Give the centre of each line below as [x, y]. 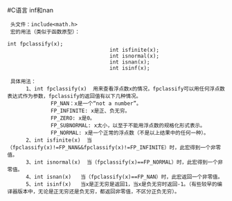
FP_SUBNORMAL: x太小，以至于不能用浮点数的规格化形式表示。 [128, 126]
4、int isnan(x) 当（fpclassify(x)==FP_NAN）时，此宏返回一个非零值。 [124, 177]
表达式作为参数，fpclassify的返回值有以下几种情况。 [74, 96]
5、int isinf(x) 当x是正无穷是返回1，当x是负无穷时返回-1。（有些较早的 [121, 184]
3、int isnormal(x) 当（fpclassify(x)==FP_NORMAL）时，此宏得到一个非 [124, 162]
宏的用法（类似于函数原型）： [45, 32]
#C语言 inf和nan [30, 10]
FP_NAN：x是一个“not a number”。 [96, 104]
